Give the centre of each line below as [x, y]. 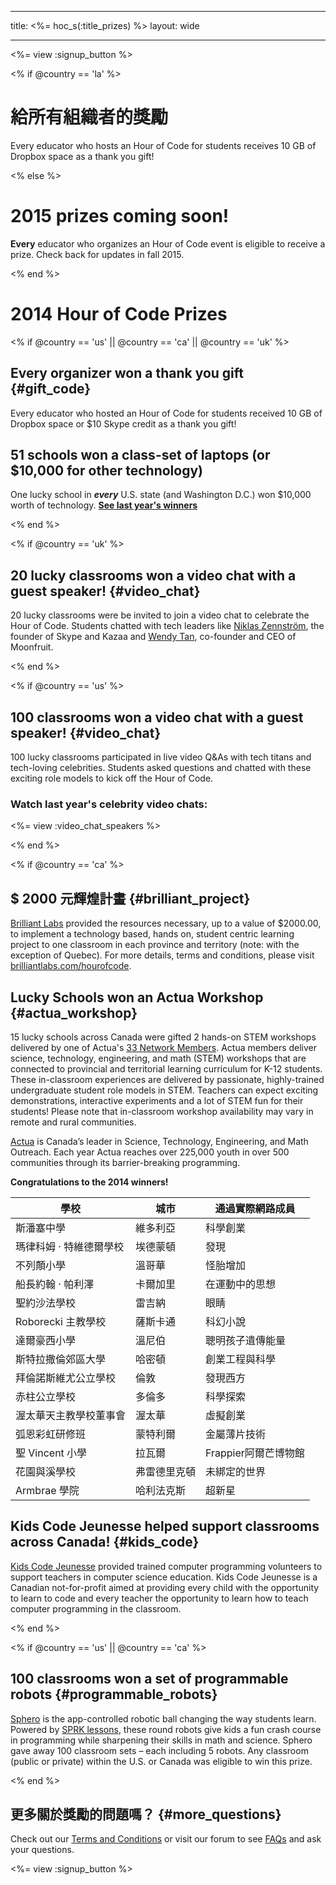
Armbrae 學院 [47, 1490]
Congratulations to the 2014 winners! [89, 1182]
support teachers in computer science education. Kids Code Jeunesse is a [164, 1577]
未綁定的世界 [236, 1471]
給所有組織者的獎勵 [89, 117]
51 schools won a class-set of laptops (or [140, 455]
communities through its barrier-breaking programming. [125, 1162]
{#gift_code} [51, 389]
